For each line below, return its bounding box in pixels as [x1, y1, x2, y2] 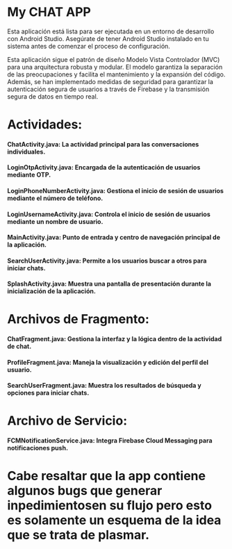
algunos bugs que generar [7, 483, 163, 499]
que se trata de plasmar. [7, 527, 150, 543]
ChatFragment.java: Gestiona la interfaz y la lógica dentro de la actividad [7, 335, 222, 343]
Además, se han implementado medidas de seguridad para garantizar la [7, 77, 214, 85]
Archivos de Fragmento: [7, 311, 149, 327]
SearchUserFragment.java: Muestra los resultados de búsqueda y [7, 382, 201, 390]
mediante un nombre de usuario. [7, 217, 103, 226]
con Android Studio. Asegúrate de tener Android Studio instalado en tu [7, 34, 210, 42]
